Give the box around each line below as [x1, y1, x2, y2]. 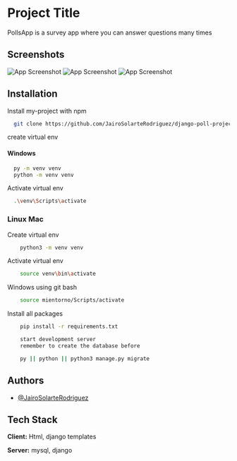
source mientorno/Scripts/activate [20, 297, 125, 304]
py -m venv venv [13, 164, 61, 172]
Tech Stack [7, 414, 58, 426]
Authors [7, 375, 44, 387]
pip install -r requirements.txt [20, 323, 119, 331]
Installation [7, 88, 58, 100]
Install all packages [7, 309, 63, 318]
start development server [20, 336, 97, 343]
